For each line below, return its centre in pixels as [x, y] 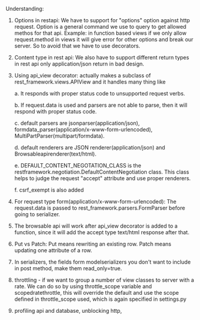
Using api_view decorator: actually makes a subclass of [82, 75]
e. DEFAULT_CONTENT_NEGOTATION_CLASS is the [78, 165]
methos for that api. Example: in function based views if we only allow [100, 33]
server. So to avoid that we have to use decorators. [77, 46]
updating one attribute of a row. [53, 250]
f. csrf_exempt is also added [49, 190]
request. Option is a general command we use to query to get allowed [100, 27]
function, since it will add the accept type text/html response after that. [102, 232]
